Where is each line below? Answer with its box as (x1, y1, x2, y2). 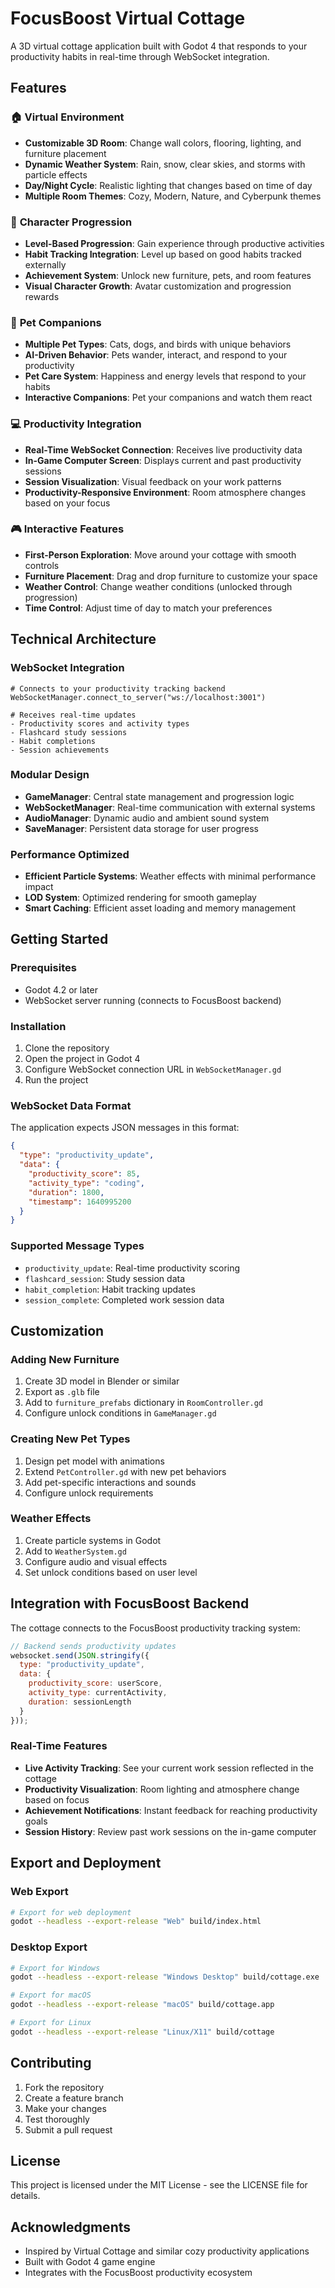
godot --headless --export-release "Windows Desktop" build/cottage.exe (10, 1972, 320, 1982)
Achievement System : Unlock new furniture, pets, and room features (24, 269, 312, 281)
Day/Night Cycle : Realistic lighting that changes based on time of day (24, 179, 313, 191)
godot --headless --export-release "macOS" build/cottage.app (10, 2000, 275, 2010)
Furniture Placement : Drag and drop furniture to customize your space (24, 570, 318, 582)
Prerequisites (10, 961, 77, 975)
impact (24, 881, 54, 893)
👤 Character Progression (10, 215, 133, 229)
